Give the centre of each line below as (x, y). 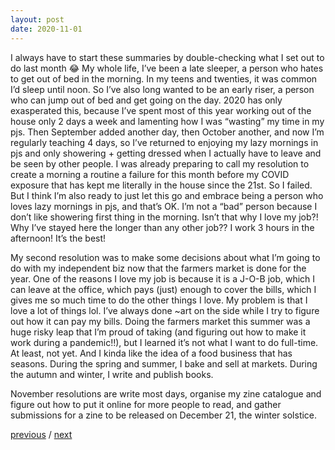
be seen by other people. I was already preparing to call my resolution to (160, 163)
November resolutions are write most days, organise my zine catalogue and (166, 393)
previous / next (41, 434)
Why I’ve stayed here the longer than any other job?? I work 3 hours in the (162, 227)
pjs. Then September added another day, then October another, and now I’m (167, 132)
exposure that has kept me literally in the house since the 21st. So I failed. (161, 185)
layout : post (37, 19)
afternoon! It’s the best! (58, 238)
